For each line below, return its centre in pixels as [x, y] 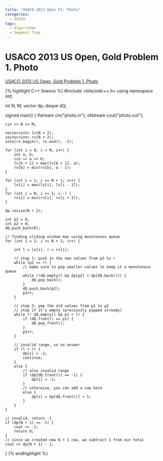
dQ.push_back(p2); [42, 289]
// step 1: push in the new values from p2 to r [65, 258]
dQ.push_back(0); [23, 228]
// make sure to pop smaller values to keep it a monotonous [87, 267]
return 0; [24, 431]
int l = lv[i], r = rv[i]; [42, 250]
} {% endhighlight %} [27, 453]
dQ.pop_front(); [48, 323]
